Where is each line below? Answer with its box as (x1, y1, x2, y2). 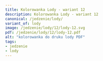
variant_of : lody (5, 21, 41, 26)
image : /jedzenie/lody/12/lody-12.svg (5, 26, 85, 30)
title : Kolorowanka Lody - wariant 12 (5, 7, 85, 12)
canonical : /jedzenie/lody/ (5, 16, 63, 21)
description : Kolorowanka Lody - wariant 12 (5, 12, 99, 17)
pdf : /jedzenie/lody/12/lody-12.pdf (5, 30, 81, 35)
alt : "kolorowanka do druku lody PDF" (5, 35, 85, 40)
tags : (5, 39, 16, 44)
